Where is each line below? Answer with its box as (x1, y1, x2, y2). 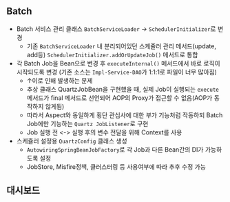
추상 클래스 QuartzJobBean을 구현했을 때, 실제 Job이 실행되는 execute (26, 85, 220, 93)
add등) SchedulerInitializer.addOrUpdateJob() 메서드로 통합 (26, 50, 198, 59)
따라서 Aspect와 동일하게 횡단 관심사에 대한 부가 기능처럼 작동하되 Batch (26, 110, 223, 119)
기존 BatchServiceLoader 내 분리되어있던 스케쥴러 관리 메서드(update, (26, 41, 216, 50)
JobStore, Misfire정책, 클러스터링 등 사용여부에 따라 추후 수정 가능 (26, 162, 206, 171)
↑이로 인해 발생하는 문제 (26, 76, 93, 85)
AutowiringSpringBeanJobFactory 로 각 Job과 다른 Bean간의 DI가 (26, 145, 204, 154)
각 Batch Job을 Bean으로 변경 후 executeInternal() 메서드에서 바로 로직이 (16, 59, 221, 68)
